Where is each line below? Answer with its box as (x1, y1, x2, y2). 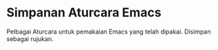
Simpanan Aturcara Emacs (6, 5, 162, 21)
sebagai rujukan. (6, 34, 54, 42)
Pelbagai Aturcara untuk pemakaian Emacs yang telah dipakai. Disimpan (6, 27, 211, 36)
